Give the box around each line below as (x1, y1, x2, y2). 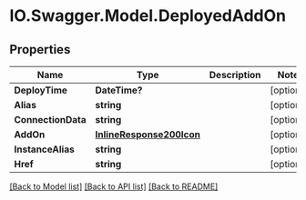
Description (209, 69, 261, 81)
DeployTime (14, 84, 68, 96)
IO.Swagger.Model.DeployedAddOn (9, 5, 287, 26)
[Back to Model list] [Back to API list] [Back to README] (9, 181, 219, 192)
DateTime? (95, 84, 143, 96)
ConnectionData (14, 114, 87, 125)
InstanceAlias (14, 143, 75, 155)
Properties (9, 42, 71, 57)
